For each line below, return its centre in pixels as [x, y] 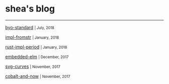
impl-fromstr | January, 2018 [32, 37]
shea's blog [30, 9]
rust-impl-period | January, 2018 [36, 47]
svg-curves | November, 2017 [33, 66]
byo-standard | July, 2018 [30, 27]
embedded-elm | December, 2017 [37, 56]
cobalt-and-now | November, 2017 [38, 76]
